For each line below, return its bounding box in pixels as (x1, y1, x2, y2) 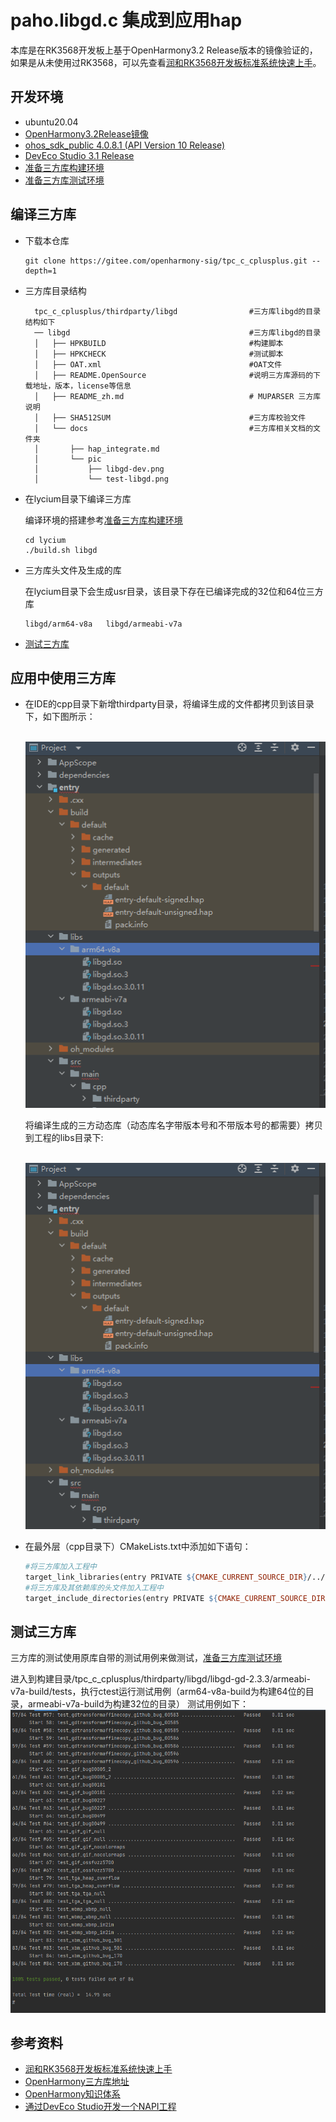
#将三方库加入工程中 (24, 1561, 97, 1571)
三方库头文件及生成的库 (24, 564, 122, 576)
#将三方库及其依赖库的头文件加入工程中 (24, 1582, 164, 1593)
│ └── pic (34, 454, 102, 464)
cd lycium (24, 535, 67, 545)
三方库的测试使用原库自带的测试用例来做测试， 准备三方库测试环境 (10, 1652, 282, 1664)
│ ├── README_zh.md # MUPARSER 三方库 (34, 391, 322, 401)
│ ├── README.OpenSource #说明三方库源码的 (34, 370, 314, 380)
